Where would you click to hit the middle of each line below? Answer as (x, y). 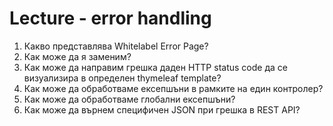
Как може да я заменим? (77, 56)
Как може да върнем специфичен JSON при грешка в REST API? (162, 109)
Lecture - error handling (110, 18)
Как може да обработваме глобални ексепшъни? (129, 99)
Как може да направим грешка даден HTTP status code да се (155, 67)
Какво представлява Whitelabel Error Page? (116, 46)
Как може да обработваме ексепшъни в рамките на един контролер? (173, 88)
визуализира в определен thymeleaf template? (122, 78)
